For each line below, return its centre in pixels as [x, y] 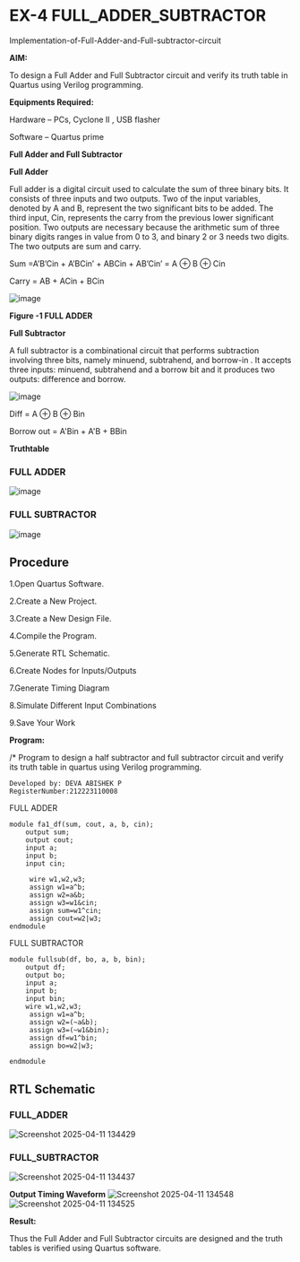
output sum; [47, 832]
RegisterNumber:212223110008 [64, 792]
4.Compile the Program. [53, 636]
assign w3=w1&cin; [64, 903]
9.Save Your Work [43, 723]
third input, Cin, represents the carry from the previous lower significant [142, 217]
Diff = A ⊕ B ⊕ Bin [47, 413]
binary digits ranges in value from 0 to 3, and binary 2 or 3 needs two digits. [149, 236]
